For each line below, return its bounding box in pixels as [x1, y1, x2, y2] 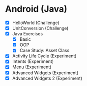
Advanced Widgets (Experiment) [12, 70, 79, 76]
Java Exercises [12, 31, 43, 37]
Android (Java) [5, 3, 67, 15]
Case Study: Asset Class [19, 48, 70, 54]
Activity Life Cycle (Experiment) [12, 53, 77, 59]
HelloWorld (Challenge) [12, 20, 60, 26]
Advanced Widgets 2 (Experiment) [12, 75, 83, 81]
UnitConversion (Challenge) [12, 26, 69, 31]
